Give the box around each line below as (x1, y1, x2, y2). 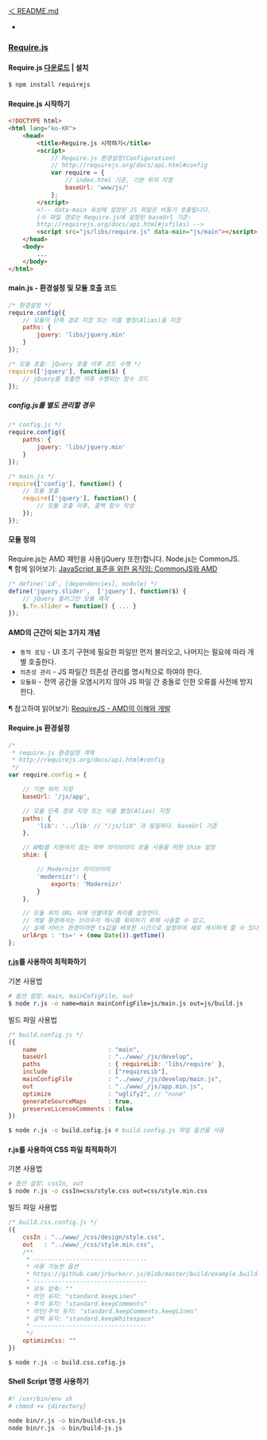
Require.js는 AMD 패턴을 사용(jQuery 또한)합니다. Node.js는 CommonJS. (8, 554, 240, 563)
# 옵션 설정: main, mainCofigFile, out (8, 992, 133, 1000)
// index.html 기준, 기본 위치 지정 (64, 177, 173, 185)
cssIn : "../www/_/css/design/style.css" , (22, 1233, 165, 1241)
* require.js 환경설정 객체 (11, 749, 95, 757)
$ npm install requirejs (8, 81, 91, 89)
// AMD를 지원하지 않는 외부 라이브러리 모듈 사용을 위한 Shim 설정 (22, 843, 216, 852)
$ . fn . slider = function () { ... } (22, 602, 137, 610)
